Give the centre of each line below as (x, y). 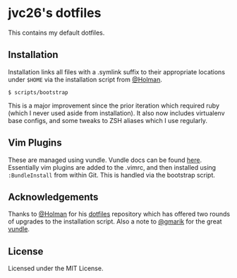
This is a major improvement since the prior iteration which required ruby (114, 105)
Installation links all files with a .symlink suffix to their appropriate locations (116, 71)
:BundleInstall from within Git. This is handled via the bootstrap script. (112, 175)
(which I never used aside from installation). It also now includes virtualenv (116, 113)
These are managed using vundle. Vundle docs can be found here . (105, 160)
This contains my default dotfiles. (56, 33)
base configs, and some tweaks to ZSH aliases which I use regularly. (108, 120)
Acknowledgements (53, 197)
